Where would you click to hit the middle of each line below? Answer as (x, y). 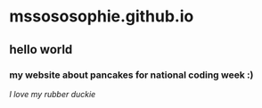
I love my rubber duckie (53, 94)
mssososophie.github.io (102, 17)
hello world (41, 50)
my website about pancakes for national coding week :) (131, 75)
